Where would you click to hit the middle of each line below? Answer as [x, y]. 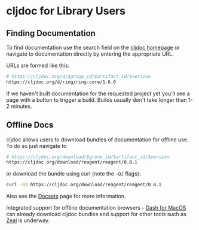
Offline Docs [30, 125]
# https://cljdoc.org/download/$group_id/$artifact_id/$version [88, 157]
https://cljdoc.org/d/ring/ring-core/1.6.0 [61, 82]
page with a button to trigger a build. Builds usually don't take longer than [97, 99]
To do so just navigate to [36, 146]
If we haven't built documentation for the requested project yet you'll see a [98, 93]
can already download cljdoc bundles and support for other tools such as [97, 214]
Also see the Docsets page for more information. [66, 196]
